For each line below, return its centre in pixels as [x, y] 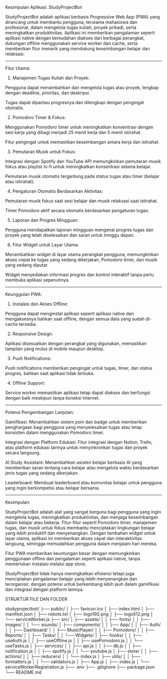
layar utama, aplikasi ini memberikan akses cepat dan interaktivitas [74, 538]
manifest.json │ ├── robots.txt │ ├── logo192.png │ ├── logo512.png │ [79, 614]
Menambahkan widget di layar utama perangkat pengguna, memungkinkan [82, 254]
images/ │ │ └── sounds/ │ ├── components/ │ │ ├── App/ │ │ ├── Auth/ [83, 624]
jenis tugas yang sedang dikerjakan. [42, 473]
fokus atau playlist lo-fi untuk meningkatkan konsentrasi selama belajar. [78, 167]
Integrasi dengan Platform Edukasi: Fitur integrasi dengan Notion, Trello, [79, 442]
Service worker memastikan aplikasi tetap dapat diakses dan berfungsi [78, 393]
